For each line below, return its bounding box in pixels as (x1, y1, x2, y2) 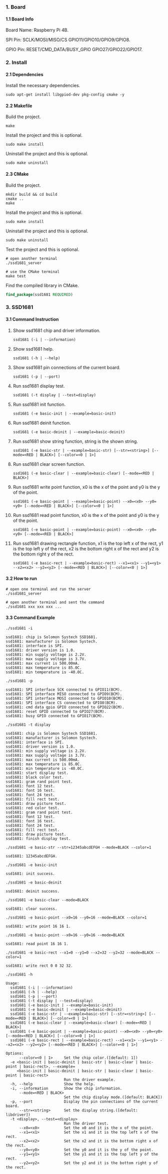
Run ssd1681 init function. (12, 401, 66, 407)
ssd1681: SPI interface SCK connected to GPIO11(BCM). (5, 687, 122, 692)
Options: (5, 1051, 24, 1056)
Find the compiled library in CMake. (5, 282, 79, 288)
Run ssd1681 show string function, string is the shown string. (12, 438, 138, 444)
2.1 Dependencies (5, 71, 44, 77)
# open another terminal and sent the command (5, 600, 104, 605)
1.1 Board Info (5, 16, 34, 22)
